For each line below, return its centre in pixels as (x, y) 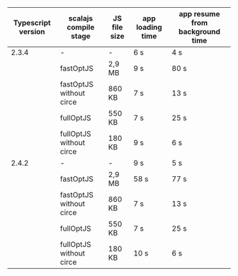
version (32, 31)
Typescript (32, 23)
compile (81, 27)
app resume (199, 14)
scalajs (81, 18)
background (199, 31)
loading (149, 27)
